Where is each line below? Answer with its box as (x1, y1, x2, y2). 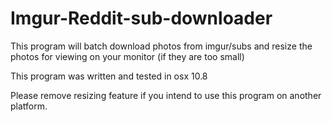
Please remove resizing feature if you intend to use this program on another (10, 89, 322, 101)
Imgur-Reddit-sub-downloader (10, 7, 273, 30)
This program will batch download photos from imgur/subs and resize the (10, 40, 313, 52)
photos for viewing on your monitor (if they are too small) (10, 50, 245, 62)
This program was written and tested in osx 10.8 (10, 70, 208, 82)
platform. (10, 100, 48, 112)
